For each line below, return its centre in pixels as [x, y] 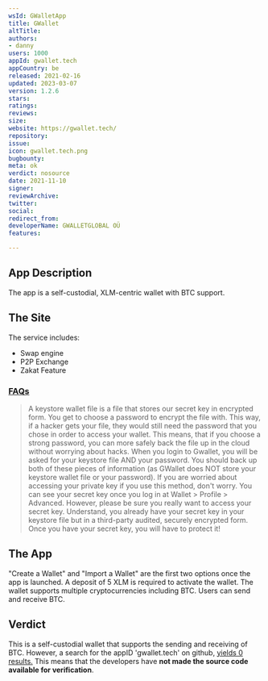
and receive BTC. [37, 599]
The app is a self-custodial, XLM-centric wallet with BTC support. [117, 292]
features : [25, 234]
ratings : [23, 106]
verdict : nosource [39, 173]
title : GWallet [34, 23]
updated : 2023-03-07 [43, 83]
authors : [23, 38]
